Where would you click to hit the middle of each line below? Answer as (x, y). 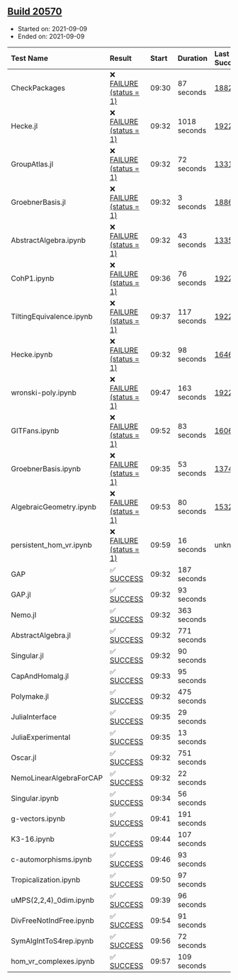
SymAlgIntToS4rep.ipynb (52, 940)
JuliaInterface (34, 716)
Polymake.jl (30, 696)
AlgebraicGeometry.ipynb (54, 507)
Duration (192, 58)
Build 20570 (35, 12)
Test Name (29, 58)
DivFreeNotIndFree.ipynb (52, 920)
